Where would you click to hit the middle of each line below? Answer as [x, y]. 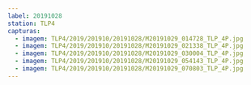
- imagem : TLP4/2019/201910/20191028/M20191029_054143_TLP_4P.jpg [129, 62]
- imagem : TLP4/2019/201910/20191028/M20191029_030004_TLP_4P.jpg [129, 53]
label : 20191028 [35, 16]
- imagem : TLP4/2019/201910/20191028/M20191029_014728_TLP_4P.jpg [129, 38]
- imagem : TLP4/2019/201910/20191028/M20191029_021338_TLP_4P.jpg [129, 46]
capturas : [24, 31]
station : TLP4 [32, 23]
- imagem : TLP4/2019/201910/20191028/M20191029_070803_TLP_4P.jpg [129, 69]
